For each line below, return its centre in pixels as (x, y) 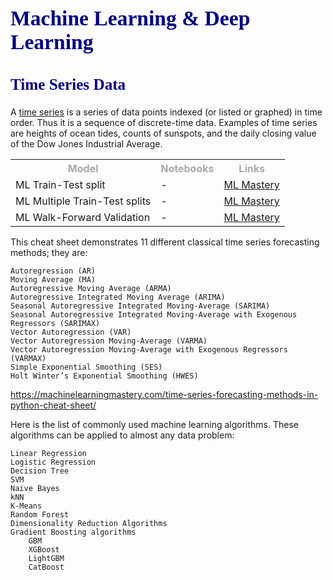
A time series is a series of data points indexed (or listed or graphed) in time (166, 112)
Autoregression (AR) (53, 271)
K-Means (26, 506)
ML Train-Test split (60, 185)
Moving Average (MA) (53, 280)
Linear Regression (48, 454)
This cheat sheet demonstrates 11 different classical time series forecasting (165, 242)
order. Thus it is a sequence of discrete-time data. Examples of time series (164, 123)
